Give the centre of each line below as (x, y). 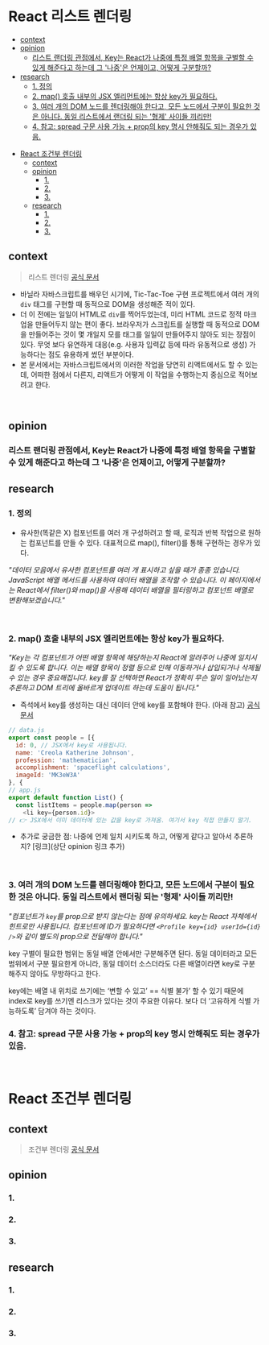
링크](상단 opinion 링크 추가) (80, 846)
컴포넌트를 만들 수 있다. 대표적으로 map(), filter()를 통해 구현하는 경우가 (141, 542)
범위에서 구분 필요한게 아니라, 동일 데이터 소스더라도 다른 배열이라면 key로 (124, 963)
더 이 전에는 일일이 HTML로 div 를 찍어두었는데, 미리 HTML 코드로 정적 (131, 314)
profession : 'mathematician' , (66, 760)
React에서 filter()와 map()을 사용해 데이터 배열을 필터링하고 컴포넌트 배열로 (135, 590)
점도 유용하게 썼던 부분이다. (91, 354)
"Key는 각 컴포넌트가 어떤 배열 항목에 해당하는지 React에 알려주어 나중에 (122, 658)
